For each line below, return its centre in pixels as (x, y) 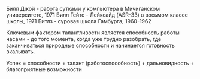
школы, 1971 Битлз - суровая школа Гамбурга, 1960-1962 (79, 21)
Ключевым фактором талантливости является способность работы (93, 33)
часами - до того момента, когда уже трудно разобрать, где (84, 39)
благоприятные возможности (44, 69)
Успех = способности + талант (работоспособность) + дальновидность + (100, 63)
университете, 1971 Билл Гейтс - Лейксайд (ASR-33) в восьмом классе (97, 15)
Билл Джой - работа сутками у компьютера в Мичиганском (83, 9)
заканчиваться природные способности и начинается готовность (91, 45)
